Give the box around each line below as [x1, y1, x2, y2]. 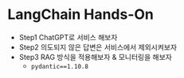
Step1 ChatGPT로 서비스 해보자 [18, 32, 118, 42]
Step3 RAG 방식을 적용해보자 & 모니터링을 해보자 [18, 52, 172, 61]
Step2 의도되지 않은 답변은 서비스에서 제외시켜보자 [18, 42, 177, 52]
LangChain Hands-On [7, 6, 155, 24]
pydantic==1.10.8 [30, 62, 89, 70]
